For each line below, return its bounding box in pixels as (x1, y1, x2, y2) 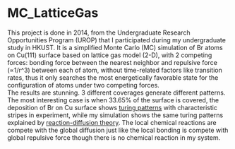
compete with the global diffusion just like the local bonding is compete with (7, 126, 229, 134)
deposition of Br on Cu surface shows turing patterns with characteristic (7, 103, 217, 112)
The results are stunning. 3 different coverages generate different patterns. (7, 88, 226, 97)
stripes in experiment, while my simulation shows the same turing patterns (7, 111, 224, 119)
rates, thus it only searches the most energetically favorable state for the (7, 73, 219, 82)
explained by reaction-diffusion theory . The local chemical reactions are (7, 118, 217, 126)
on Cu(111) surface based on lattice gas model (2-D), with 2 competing (7, 51, 212, 59)
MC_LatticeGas (7, 5, 99, 21)
